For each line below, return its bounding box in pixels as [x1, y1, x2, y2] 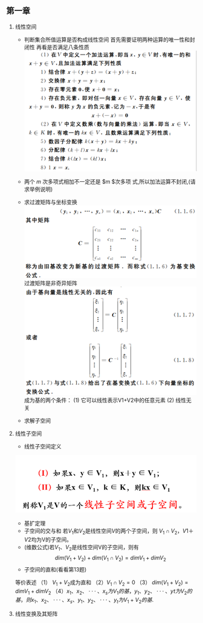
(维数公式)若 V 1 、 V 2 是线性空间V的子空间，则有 [24, 543, 139, 552]
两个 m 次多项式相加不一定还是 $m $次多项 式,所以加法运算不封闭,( [24, 178, 190, 185]
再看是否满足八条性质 [36, 43, 89, 50]
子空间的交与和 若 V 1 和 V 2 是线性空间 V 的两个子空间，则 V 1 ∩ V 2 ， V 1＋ [24, 527, 194, 536]
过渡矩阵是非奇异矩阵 [24, 279, 77, 287]
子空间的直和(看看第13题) [24, 566, 87, 573]
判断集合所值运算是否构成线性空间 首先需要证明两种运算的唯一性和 [24, 36, 190, 43]
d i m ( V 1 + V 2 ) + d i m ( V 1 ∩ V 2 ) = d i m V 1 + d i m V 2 [54, 554, 166, 563]
